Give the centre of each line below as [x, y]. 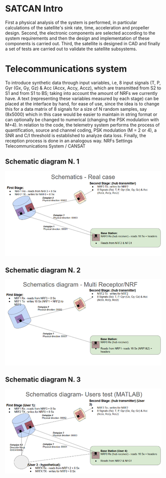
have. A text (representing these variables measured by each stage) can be [82, 98]
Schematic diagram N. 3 [43, 379]
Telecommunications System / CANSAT [45, 146]
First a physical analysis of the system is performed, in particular [71, 22]
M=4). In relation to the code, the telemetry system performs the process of [83, 125]
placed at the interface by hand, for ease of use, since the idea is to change [82, 104]
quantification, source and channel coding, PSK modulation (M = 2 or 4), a [81, 130]
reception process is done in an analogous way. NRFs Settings [69, 141]
